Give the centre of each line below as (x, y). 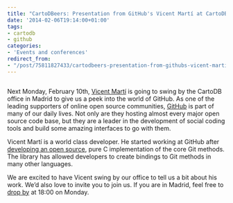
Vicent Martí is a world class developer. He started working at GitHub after (113, 141)
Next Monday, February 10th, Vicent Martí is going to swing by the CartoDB (114, 91)
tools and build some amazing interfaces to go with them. (89, 128)
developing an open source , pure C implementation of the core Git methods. (116, 149)
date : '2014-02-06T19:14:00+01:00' (59, 20)
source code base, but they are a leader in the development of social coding (116, 121)
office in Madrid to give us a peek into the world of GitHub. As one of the (111, 99)
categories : (24, 46)
